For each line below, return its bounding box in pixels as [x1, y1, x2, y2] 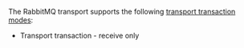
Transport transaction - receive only [19, 31, 140, 40]
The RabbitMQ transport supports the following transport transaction [8, 7, 236, 16]
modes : [8, 15, 34, 25]
